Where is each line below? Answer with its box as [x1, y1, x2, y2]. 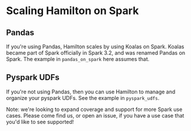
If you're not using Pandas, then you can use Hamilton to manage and [6, 88, 176, 95]
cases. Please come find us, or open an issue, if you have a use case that [6, 112, 185, 119]
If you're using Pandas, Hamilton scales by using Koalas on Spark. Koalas [6, 43, 185, 50]
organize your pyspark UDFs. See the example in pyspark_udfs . [6, 94, 160, 101]
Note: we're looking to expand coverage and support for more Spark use [6, 106, 183, 113]
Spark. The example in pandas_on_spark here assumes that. [6, 56, 150, 62]
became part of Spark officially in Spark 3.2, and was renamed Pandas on [6, 49, 186, 56]
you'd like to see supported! [6, 118, 74, 125]
